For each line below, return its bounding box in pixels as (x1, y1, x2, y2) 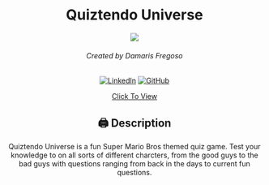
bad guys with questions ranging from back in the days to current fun (18, 158, 251, 168)
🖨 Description (97, 116, 172, 130)
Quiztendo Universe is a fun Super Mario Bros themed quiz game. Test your (8, 141, 261, 151)
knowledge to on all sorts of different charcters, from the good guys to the (10, 150, 259, 160)
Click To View (111, 92, 158, 101)
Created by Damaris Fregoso (86, 50, 183, 60)
